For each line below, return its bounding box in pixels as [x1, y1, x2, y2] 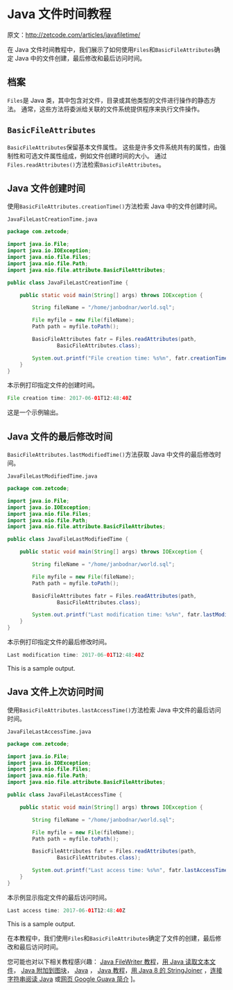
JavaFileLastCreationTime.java [7, 216, 98, 223]
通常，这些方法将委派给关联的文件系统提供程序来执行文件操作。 [20, 105, 203, 113]
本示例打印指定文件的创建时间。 [7, 381, 98, 389]
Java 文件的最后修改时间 [7, 430, 113, 442]
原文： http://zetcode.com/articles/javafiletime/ [7, 31, 141, 39]
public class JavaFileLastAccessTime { [7, 791, 123, 798]
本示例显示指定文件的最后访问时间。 [7, 893, 111, 901]
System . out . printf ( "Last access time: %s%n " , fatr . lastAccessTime [32, 867, 228, 874]
